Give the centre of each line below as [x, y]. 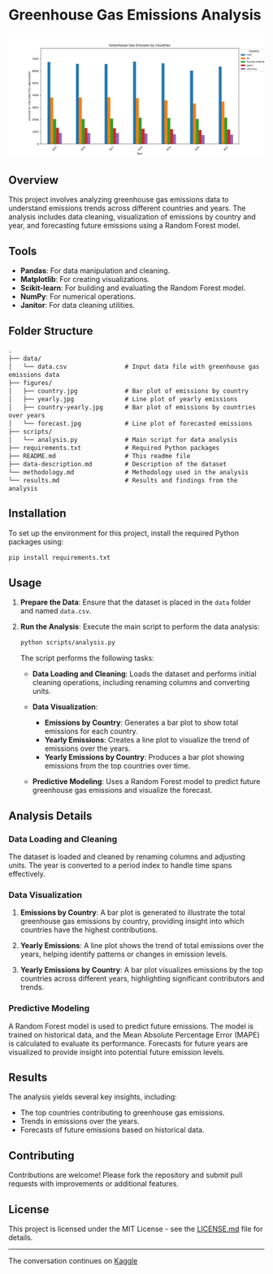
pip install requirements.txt [60, 557]
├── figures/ [30, 383]
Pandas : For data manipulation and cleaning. [95, 271]
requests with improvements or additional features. [93, 1184]
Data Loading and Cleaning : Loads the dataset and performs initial [145, 674]
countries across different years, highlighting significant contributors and [142, 979]
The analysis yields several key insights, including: [93, 1097]
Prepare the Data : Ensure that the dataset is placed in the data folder [136, 602]
